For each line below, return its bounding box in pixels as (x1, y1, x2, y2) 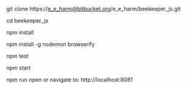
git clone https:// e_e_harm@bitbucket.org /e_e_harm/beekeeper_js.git (6, 5, 181, 12)
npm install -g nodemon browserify (6, 41, 95, 48)
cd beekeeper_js (6, 17, 49, 24)
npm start (6, 64, 31, 71)
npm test (6, 52, 29, 60)
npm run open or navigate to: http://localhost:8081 (6, 76, 133, 83)
